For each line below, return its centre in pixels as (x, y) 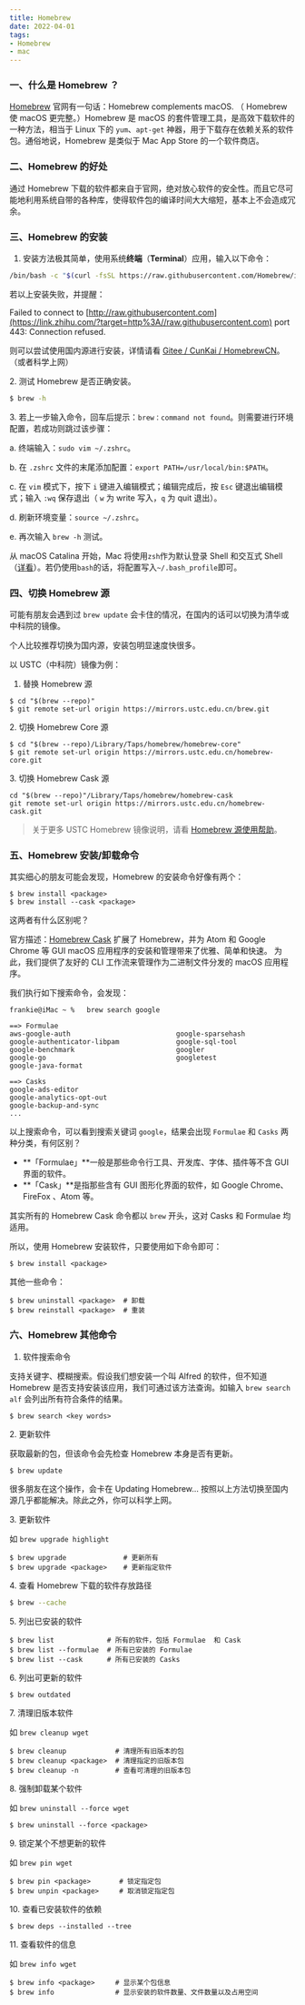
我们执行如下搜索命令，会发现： (69, 993)
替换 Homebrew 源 (57, 684)
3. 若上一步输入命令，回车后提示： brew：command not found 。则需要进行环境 (152, 417)
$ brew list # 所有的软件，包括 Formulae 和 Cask (125, 1640)
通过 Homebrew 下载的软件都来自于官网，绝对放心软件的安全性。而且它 (144, 188)
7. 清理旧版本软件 (42, 1713)
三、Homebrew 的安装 (59, 237)
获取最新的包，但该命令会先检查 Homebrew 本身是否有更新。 (124, 1453)
